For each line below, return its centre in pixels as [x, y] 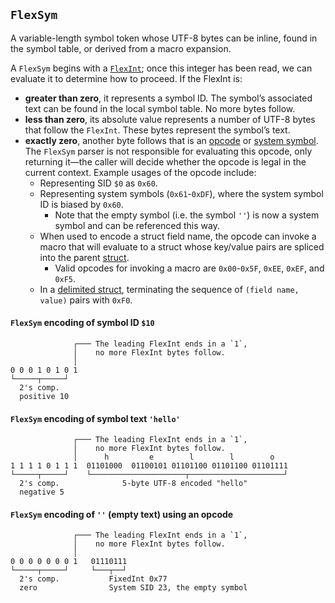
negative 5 [42, 492]
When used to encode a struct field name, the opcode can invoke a [178, 236]
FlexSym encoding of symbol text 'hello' [95, 418]
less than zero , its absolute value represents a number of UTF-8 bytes [170, 119]
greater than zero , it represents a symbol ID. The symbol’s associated [168, 98]
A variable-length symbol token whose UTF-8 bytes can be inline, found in [164, 38]
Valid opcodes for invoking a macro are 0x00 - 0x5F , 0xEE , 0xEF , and [189, 268]
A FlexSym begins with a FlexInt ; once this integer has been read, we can [161, 68]
